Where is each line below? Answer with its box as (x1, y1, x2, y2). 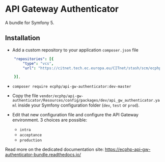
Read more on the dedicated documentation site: (5, 146, 104, 153)
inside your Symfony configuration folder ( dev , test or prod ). (18, 102, 140, 108)
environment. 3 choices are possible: (12, 117, 87, 123)
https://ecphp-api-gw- (105, 146, 151, 153)
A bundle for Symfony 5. (5, 20, 55, 26)
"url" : (23, 65, 36, 71)
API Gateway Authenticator (5, 3, 119, 15)
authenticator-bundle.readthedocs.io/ (5, 152, 81, 158)
